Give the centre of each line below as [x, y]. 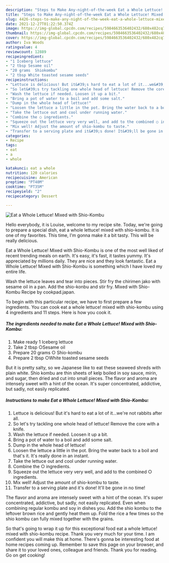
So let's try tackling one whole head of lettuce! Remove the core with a [86, 424]
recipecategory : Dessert [32, 196]
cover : [13, 38]
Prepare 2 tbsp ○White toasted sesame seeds [61, 358]
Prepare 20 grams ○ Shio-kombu [47, 352]
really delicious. [22, 240]
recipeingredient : [25, 56]
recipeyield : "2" [24, 192]
